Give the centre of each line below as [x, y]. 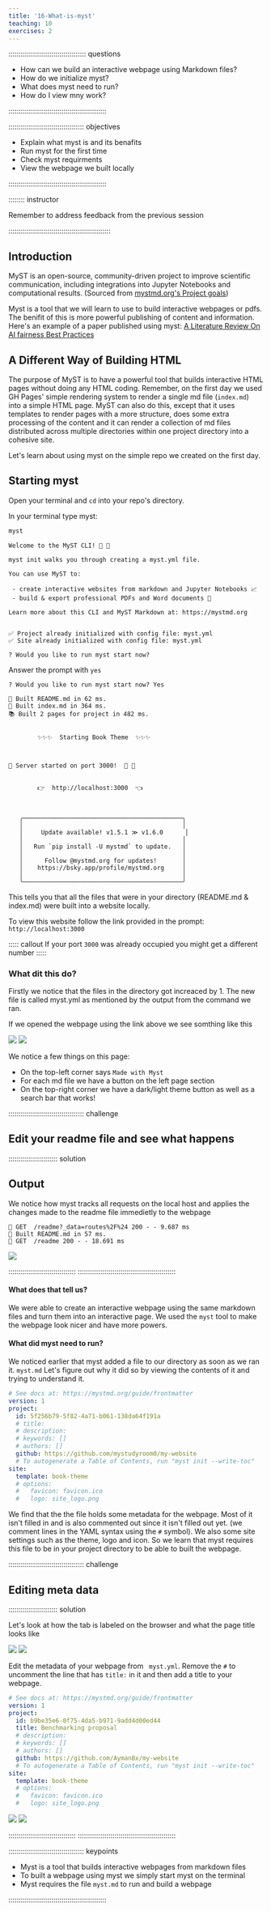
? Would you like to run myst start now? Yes [86, 685]
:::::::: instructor [34, 200]
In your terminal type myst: [53, 516]
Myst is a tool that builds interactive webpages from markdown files [133, 1867]
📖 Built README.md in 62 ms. [57, 699]
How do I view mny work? [63, 96]
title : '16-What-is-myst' [52, 16]
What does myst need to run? [69, 87]
